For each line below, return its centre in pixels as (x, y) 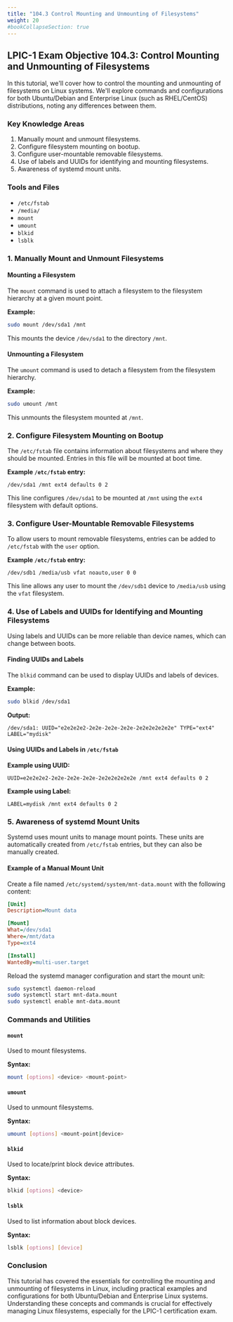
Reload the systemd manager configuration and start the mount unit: (106, 976)
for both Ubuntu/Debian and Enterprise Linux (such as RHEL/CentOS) (108, 98)
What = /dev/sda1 (29, 930)
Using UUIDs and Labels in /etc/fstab (63, 749)
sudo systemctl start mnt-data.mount (62, 995)
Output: (19, 715)
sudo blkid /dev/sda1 (39, 701)
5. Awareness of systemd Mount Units (74, 822)
